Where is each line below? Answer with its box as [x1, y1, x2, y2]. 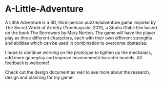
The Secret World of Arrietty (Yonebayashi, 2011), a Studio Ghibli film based [5, 24, 157, 30]
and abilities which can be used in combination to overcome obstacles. [5, 40, 148, 46]
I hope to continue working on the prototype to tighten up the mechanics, [5, 50, 152, 55]
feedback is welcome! [5, 60, 50, 66]
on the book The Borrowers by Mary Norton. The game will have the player [5, 30, 156, 35]
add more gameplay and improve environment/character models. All [5, 54, 142, 60]
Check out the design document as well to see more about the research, [5, 69, 150, 75]
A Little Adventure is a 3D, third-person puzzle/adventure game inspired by [5, 19, 156, 25]
